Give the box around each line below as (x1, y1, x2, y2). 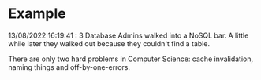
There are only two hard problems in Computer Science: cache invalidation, (8, 54, 254, 64)
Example (8, 5, 66, 23)
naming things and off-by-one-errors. (8, 62, 131, 71)
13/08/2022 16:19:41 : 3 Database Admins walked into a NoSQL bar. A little (8, 31, 249, 40)
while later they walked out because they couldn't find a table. (8, 38, 211, 48)
